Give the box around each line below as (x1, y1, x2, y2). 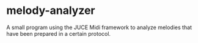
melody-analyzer (6, 4, 96, 18)
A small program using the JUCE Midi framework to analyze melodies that (6, 24, 193, 31)
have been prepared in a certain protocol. (6, 30, 111, 37)
